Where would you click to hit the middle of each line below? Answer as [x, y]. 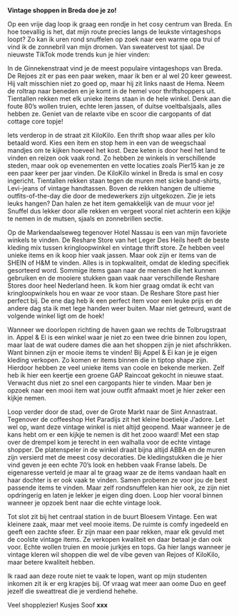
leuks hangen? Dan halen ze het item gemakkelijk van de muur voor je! [111, 203]
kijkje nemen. [27, 398]
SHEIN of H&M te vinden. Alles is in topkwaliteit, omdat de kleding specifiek [118, 263]
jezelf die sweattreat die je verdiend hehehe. [72, 591]
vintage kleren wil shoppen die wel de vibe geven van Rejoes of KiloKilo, [114, 555]
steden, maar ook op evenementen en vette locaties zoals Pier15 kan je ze [116, 166]
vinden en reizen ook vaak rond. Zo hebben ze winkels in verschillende [112, 158]
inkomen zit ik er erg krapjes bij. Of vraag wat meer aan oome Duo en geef [117, 584]
